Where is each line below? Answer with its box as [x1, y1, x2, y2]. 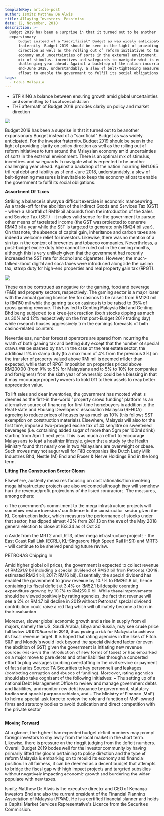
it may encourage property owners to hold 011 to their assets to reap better [5, 376, 156, 382]
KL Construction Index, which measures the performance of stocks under [5, 513, 153, 519]
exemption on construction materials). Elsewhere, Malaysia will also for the [5, 417, 155, 423]
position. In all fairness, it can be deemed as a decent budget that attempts [5, 760, 156, 766]
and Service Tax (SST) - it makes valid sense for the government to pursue [5, 213, 156, 220]
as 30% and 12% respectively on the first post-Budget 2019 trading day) [5, 315, 151, 321]
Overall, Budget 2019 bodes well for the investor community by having [5, 745, 146, 751]
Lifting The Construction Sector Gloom [5, 468, 85, 474]
